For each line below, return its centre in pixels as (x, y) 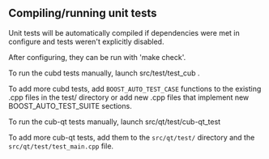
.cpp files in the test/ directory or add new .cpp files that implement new (129, 97)
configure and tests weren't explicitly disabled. (86, 41)
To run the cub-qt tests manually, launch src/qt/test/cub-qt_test (115, 122)
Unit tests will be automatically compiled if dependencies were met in (124, 32)
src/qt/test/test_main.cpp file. (61, 146)
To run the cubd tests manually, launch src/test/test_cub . (104, 73)
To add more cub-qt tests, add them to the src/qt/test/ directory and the (132, 137)
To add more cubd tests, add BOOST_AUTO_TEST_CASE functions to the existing (135, 88)
